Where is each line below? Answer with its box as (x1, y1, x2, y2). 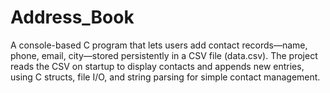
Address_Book (10, 6, 135, 29)
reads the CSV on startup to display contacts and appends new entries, (10, 60, 305, 72)
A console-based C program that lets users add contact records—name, (10, 39, 308, 51)
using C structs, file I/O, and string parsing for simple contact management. (10, 71, 321, 83)
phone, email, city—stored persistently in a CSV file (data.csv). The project (10, 49, 318, 61)
